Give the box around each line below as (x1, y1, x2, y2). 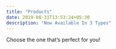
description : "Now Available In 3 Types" (6, 20, 112, 26)
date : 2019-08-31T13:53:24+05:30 (6, 14, 90, 20)
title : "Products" (6, 8, 52, 15)
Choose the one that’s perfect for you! (6, 36, 101, 44)
